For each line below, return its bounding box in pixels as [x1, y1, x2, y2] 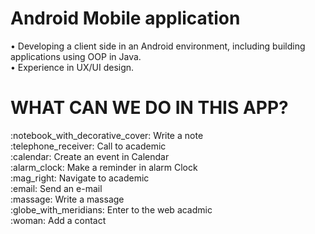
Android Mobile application [10, 7, 241, 30]
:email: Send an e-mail [10, 182, 103, 194]
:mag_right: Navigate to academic [10, 172, 150, 184]
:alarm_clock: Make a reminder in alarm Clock [10, 161, 198, 173]
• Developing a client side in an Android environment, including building [10, 40, 306, 52]
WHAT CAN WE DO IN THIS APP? [10, 97, 289, 119]
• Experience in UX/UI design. [10, 61, 135, 73]
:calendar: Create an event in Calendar [10, 150, 170, 162]
